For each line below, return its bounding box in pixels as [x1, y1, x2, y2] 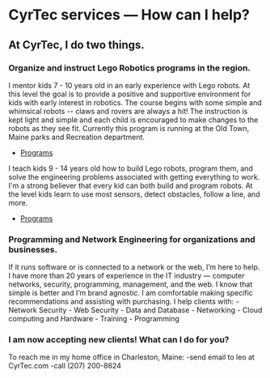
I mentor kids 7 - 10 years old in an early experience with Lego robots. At [8, 80, 251, 90]
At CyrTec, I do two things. [8, 38, 146, 52]
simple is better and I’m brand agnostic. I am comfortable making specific [8, 288, 253, 298]
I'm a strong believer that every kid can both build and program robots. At [8, 181, 253, 190]
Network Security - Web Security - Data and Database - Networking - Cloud [8, 305, 263, 315]
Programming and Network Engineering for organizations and [8, 233, 256, 244]
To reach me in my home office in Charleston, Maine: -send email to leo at [8, 352, 255, 362]
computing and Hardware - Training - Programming [8, 314, 180, 324]
